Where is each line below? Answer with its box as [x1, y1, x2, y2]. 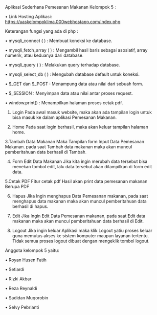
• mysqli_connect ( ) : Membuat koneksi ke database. [5, 38, 112, 44]
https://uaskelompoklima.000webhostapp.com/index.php [5, 19, 121, 24]
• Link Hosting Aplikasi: [5, 14, 52, 19]
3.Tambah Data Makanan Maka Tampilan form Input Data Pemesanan [5, 139, 144, 144]
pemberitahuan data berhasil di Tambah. [5, 149, 87, 155]
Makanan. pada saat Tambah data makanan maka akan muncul [5, 144, 132, 150]
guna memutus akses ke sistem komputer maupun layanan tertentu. [12, 233, 149, 239]
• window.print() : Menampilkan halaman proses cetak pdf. [5, 100, 123, 106]
